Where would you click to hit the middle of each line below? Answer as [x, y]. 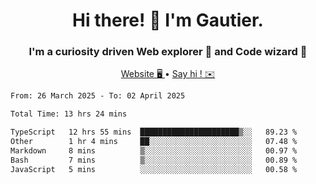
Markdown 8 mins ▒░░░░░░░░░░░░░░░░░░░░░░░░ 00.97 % [154, 150]
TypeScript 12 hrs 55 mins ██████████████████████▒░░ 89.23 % [154, 132]
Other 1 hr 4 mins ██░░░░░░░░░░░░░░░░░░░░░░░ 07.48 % [154, 142]
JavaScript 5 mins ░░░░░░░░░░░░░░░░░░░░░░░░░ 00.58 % [154, 169]
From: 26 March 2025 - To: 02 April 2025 [98, 96]
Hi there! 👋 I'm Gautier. [168, 20]
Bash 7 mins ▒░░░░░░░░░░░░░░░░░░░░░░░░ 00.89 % [154, 160]
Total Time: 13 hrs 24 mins [69, 114]
